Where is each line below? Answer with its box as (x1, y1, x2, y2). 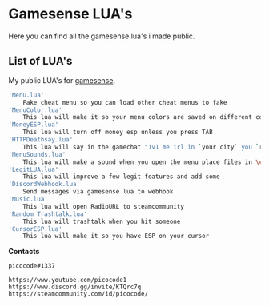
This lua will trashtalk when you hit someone (22, 217, 181, 225)
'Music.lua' (8, 195, 48, 203)
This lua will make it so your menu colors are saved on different (22, 113, 252, 121)
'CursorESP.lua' (8, 225, 62, 232)
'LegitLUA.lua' (8, 165, 59, 173)
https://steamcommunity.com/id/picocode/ (8, 290, 149, 298)
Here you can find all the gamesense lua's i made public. (8, 31, 195, 41)
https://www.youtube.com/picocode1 (8, 276, 127, 284)
